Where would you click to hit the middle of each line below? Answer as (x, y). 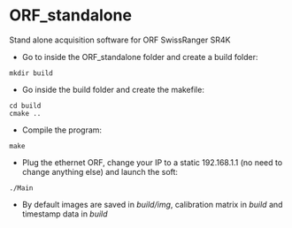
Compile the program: (62, 130)
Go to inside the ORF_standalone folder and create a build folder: (140, 57)
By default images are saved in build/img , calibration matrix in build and (152, 204)
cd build (25, 106)
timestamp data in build (65, 214)
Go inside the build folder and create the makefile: (113, 89)
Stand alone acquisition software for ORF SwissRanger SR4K (120, 40)
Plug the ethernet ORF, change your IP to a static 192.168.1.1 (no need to (152, 162)
